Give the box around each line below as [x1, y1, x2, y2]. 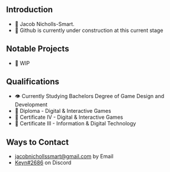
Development [14, 101, 48, 108]
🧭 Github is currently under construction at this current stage [14, 27, 163, 34]
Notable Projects [6, 44, 69, 54]
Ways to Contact [6, 137, 69, 147]
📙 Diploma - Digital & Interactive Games [14, 108, 111, 115]
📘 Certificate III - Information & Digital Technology [14, 120, 136, 127]
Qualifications [6, 77, 60, 87]
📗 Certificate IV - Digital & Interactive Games [14, 113, 123, 121]
